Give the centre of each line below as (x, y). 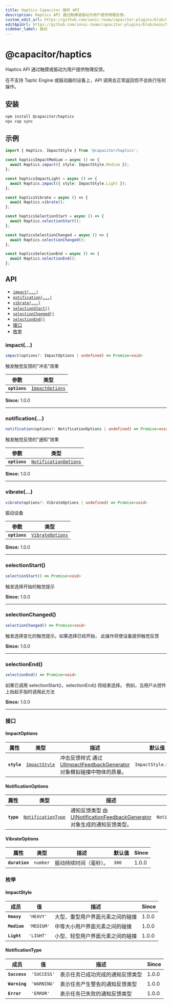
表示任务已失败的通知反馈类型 (96, 994)
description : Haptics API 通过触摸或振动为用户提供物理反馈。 (67, 15)
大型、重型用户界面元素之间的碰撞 (96, 917)
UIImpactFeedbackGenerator (95, 765)
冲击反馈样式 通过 (81, 758)
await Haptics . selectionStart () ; (46, 221)
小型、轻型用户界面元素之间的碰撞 (96, 936)
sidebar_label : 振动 (26, 29)
